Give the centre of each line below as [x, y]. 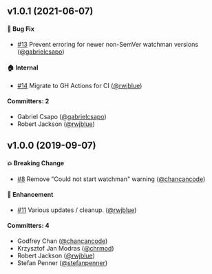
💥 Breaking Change [36, 163]
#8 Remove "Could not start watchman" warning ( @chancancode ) [111, 179]
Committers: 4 [28, 226]
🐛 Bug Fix [21, 29]
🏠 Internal [23, 67]
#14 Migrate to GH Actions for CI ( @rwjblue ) [79, 85]
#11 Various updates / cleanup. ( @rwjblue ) [77, 210]
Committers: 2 [28, 101]
